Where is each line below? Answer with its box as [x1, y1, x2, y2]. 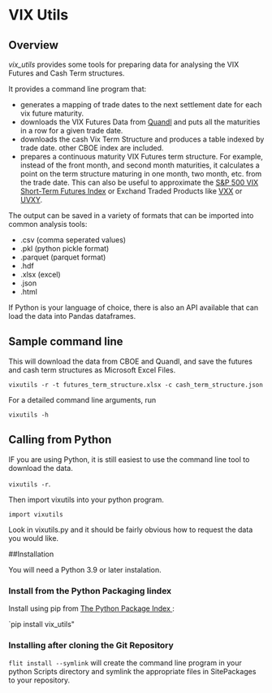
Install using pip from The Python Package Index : [8, 604, 175, 613]
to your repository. [8, 675, 71, 685]
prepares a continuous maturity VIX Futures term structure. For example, [19, 152, 264, 161]
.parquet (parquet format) [19, 252, 106, 262]
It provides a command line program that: [8, 84, 147, 94]
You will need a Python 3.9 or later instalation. [8, 564, 162, 574]
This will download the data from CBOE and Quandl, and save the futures [8, 356, 253, 366]
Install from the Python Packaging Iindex [8, 585, 172, 596]
